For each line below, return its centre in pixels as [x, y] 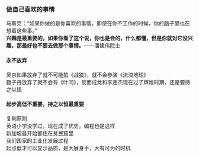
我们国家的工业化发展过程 [37, 140]
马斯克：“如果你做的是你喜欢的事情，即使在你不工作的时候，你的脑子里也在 [98, 23]
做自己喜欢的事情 [31, 9]
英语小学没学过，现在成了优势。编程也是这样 [61, 126]
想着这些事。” [22, 31]
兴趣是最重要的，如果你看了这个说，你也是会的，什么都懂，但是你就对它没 [97, 38]
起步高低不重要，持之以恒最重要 [45, 104]
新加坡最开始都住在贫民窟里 [40, 133]
